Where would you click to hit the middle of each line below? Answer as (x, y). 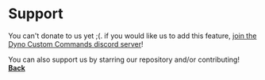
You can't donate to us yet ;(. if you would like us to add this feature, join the (132, 36)
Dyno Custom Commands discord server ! (76, 44)
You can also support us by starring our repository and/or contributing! (124, 59)
